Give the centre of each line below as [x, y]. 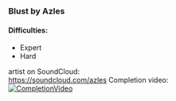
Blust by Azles [37, 11]
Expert [31, 48]
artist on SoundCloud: [44, 72]
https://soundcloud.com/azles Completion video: [88, 80]
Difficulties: [28, 30]
